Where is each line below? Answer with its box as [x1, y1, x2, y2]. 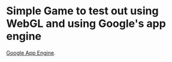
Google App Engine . [6, 49, 56, 56]
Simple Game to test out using [6, 4, 159, 18]
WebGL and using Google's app [6, 17, 166, 30]
